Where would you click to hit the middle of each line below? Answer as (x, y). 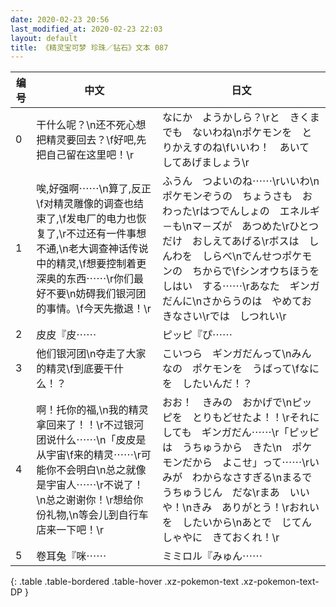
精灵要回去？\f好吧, (91, 140)
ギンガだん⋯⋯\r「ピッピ (260, 433)
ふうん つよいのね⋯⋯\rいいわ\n (241, 181)
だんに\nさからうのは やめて (232, 301)
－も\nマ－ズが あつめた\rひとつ (240, 226)
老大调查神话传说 (108, 249)
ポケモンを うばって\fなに (256, 369)
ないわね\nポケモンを (242, 133)
